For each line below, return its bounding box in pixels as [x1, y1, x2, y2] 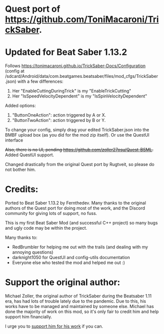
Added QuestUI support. [5, 152, 55, 158]
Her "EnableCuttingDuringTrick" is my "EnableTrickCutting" [12, 88, 132, 94]
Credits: [5, 184, 39, 195]
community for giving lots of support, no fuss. [5, 211, 98, 216]
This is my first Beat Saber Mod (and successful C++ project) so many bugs [5, 220, 158, 226]
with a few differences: [17, 78, 63, 84]
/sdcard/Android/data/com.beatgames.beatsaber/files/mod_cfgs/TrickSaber [5, 73, 158, 79]
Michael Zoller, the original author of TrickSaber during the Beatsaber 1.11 [5, 293, 152, 299]
